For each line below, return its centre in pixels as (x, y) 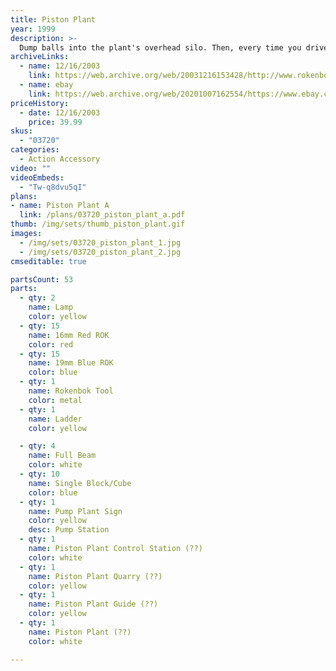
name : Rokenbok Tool (71, 391)
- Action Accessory (60, 159)
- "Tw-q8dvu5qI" (53, 187)
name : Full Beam (62, 456)
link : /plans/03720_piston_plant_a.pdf (102, 215)
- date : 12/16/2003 (60, 112)
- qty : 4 (37, 446)
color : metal (55, 400)
